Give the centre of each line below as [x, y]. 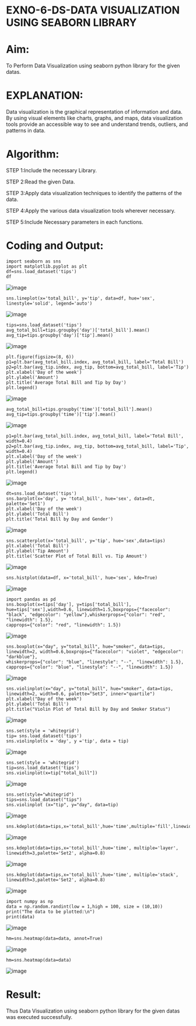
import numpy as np [30, 901]
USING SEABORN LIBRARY [71, 23]
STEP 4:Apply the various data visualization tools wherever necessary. [91, 211]
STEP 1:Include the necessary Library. [52, 170]
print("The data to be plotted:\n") [50, 912]
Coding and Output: [55, 246]
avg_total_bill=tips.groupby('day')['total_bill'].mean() [78, 330]
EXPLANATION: [45, 96]
